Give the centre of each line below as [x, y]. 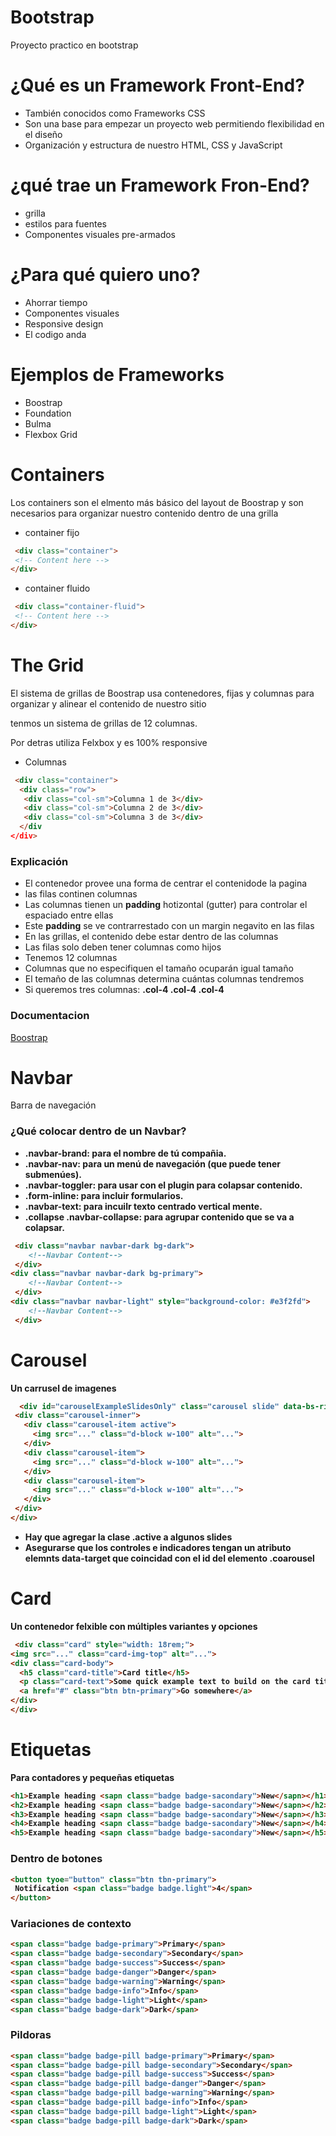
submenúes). [53, 1174]
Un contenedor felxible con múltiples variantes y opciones [134, 1626]
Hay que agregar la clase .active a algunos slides [128, 1537]
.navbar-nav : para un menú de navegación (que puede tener [153, 1163]
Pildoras [31, 2035]
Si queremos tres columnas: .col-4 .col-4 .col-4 [124, 990]
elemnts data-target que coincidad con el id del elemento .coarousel [169, 1558]
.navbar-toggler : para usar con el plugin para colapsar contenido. [163, 1185]
